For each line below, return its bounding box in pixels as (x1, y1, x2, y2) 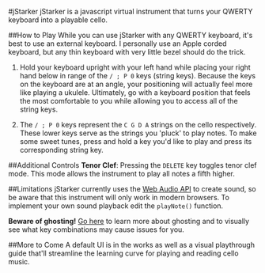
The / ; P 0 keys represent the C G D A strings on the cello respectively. (19, 120, 257, 129)
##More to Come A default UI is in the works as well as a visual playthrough (8, 241, 256, 249)
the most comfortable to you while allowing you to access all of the (19, 97, 239, 105)
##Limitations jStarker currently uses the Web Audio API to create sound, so (8, 184, 256, 193)
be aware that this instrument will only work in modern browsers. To (8, 193, 229, 202)
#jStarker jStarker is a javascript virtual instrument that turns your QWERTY (8, 7, 253, 16)
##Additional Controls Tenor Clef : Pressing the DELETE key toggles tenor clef (8, 161, 257, 169)
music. (8, 257, 30, 266)
